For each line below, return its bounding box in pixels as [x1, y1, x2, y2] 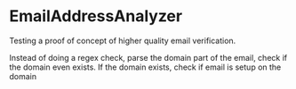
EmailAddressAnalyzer [9, 6, 183, 26]
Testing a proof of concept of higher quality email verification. [9, 35, 236, 46]
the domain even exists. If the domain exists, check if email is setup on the [9, 62, 282, 72]
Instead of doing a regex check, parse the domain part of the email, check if [9, 52, 288, 63]
